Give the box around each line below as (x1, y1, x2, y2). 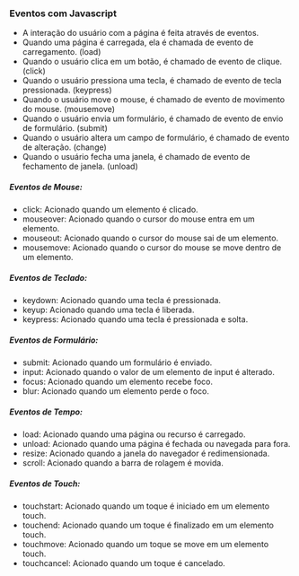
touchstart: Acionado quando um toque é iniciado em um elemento (22, 501, 270, 511)
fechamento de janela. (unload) (22, 161, 139, 172)
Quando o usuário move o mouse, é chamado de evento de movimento (22, 94, 286, 105)
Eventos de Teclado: (9, 272, 88, 283)
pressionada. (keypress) (22, 84, 112, 96)
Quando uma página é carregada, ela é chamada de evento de (22, 37, 254, 48)
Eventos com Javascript (9, 7, 117, 20)
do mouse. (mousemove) (22, 104, 115, 115)
